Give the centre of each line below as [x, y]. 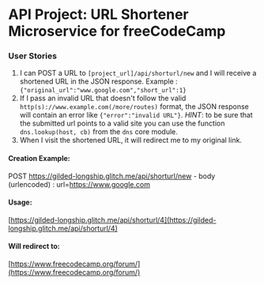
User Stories [33, 56]
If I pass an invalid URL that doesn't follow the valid [103, 98]
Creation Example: [39, 159]
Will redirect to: [34, 246]
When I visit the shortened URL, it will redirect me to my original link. [131, 141]
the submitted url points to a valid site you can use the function [122, 123]
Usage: [21, 202]
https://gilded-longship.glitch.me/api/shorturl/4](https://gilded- [113, 219]
